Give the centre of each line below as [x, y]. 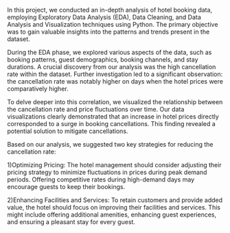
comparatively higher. [38, 89]
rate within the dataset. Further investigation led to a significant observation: [115, 74]
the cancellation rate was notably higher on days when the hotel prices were [115, 81]
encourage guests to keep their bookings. [66, 187]
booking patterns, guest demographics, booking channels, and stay [103, 60]
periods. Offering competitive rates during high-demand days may [101, 180]
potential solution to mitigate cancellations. [68, 131]
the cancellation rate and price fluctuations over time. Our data [96, 109]
